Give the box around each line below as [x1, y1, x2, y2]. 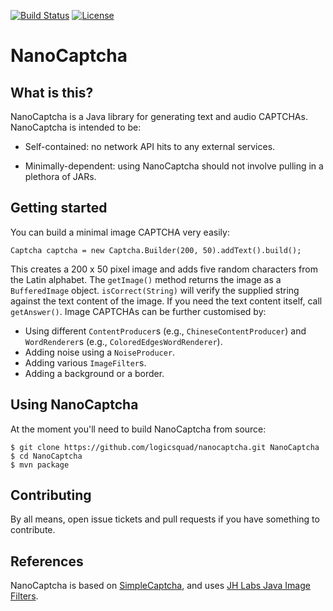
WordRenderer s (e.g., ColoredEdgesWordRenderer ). [24, 335, 223, 347]
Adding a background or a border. [24, 367, 165, 379]
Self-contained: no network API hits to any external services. [24, 141, 276, 152]
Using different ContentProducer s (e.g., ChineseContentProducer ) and [24, 325, 307, 337]
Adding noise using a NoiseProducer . [24, 346, 176, 358]
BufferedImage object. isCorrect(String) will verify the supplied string [10, 284, 300, 296]
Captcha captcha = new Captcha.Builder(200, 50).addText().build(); [10, 245, 302, 255]
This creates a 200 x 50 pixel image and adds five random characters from [10, 263, 318, 275]
